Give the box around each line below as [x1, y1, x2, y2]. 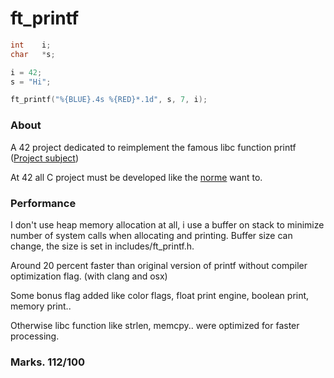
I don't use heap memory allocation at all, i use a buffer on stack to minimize [10, 218, 325, 231]
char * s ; [10, 49, 56, 59]
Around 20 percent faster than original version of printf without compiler [10, 259, 308, 271]
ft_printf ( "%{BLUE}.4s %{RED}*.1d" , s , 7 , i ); [10, 95, 208, 105]
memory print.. [10, 300, 72, 312]
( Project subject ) [10, 152, 80, 164]
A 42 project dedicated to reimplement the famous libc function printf [10, 141, 297, 153]
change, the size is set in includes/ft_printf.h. [10, 240, 195, 252]
